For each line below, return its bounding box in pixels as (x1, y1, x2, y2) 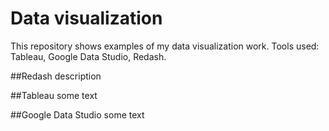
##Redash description (10, 70, 102, 82)
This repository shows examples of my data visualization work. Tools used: (10, 40, 320, 52)
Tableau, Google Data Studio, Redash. (10, 50, 167, 62)
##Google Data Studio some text (10, 108, 145, 121)
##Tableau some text (10, 89, 98, 101)
